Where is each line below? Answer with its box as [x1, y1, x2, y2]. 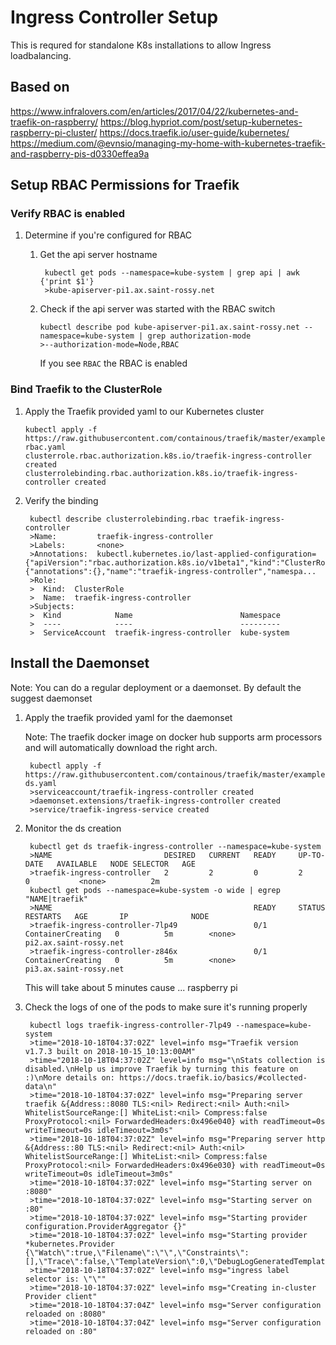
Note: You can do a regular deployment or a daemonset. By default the [10, 681, 302, 693]
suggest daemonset [10, 692, 93, 704]
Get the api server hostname [39, 249, 158, 261]
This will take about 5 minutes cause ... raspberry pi [24, 981, 238, 993]
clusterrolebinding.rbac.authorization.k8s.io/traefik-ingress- [24, 468, 299, 478]
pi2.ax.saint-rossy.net [24, 937, 125, 948]
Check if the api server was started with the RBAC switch [39, 303, 276, 315]
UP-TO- [298, 850, 326, 860]
